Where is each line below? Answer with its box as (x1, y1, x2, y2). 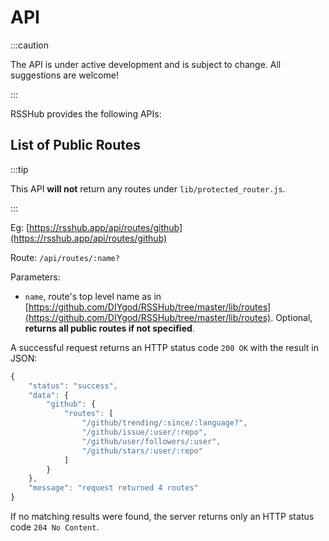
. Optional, (270, 311, 313, 323)
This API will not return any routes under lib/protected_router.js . (10, 182, 286, 195)
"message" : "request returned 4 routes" (28, 483, 199, 493)
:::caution (10, 39, 50, 51)
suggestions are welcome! (10, 69, 119, 81)
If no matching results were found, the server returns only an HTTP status (10, 511, 315, 522)
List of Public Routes (10, 137, 142, 154)
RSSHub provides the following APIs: (10, 107, 162, 120)
